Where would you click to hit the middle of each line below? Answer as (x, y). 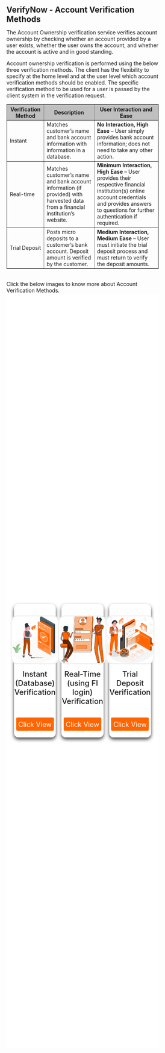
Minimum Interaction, (124, 165)
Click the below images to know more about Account (72, 284)
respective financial (121, 185)
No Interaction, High (123, 125)
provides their (114, 178)
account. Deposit (68, 251)
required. (108, 223)
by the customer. (67, 264)
